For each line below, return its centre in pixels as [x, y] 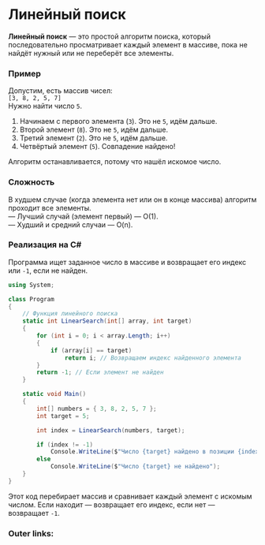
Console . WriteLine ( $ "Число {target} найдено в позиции [142, 452]
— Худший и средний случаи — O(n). [71, 224]
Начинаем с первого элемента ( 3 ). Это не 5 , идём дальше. [118, 121]
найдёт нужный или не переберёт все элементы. [91, 53]
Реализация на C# [45, 245]
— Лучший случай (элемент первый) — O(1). [84, 216]
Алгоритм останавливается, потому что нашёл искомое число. [115, 162]
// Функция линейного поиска [70, 314]
